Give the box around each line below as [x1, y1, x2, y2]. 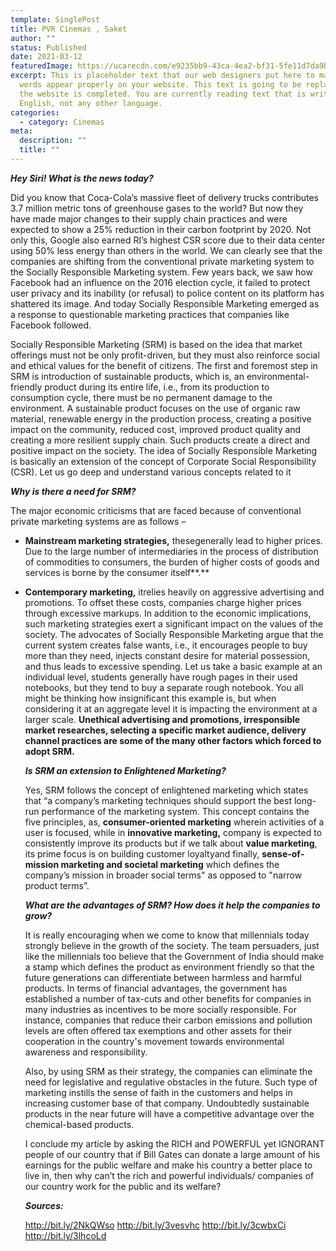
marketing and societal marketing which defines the [60, 858, 280, 870]
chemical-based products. [24, 1118, 135, 1130]
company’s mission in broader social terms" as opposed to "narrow [24, 869, 303, 881]
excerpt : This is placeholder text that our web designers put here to [10, 71, 315, 81]
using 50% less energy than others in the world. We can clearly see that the [10, 244, 323, 256]
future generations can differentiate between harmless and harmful [24, 971, 302, 983]
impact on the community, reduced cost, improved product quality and [10, 423, 302, 435]
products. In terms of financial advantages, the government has [24, 982, 288, 994]
